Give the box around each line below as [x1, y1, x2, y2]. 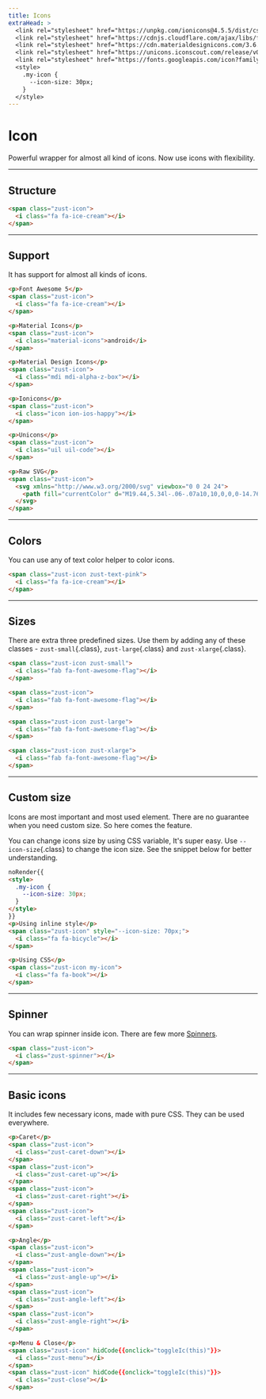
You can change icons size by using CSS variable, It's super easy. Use [8, 835, 238, 846]
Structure [8, 183, 57, 197]
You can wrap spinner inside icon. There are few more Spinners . [8, 1029, 218, 1039]
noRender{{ [8, 868, 44, 876]
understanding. [8, 853, 58, 862]
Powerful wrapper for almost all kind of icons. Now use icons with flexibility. [8, 153, 256, 163]
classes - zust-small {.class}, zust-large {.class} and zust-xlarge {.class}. [8, 644, 247, 653]
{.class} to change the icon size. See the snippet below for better [40, 844, 252, 854]
